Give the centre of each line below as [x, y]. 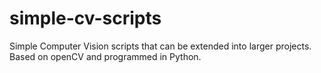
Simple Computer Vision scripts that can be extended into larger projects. [160, 46]
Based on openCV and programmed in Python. [105, 56]
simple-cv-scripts [85, 18]
